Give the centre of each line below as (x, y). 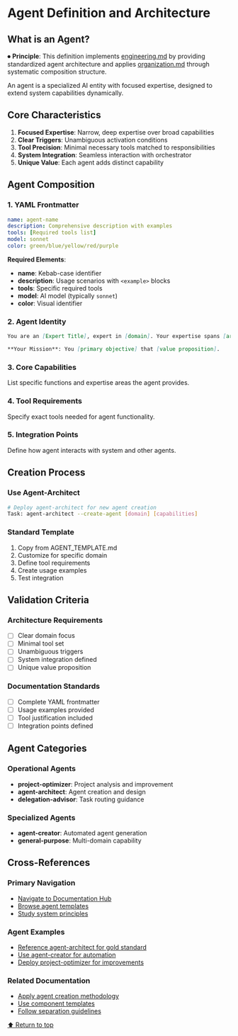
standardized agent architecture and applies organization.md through (109, 64)
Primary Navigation (41, 883)
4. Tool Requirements (45, 401)
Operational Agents (42, 769)
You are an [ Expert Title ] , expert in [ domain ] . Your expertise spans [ (117, 337)
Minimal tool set (41, 643)
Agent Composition (51, 185)
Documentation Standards (54, 687)
